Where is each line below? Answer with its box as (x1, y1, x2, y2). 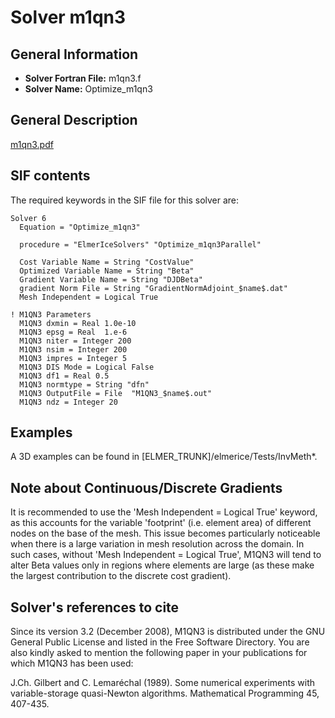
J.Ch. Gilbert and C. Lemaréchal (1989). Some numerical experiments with (10, 677, 316, 689)
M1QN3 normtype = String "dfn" (19, 379, 150, 390)
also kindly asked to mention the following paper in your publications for (10, 647, 308, 659)
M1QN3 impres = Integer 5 (19, 353, 128, 363)
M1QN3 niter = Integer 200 (19, 336, 132, 346)
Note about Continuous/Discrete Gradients (10, 479, 283, 496)
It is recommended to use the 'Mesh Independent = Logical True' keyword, (10, 506, 318, 518)
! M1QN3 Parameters (10, 309, 92, 320)
